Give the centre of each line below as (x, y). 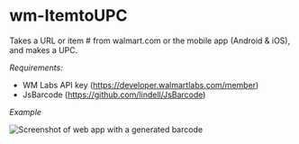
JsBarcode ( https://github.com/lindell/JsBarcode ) (114, 94)
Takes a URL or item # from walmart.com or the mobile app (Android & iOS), (150, 40)
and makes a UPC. (44, 49)
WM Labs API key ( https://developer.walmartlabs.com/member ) (140, 85)
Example (26, 112)
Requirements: (36, 67)
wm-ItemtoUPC (68, 16)
